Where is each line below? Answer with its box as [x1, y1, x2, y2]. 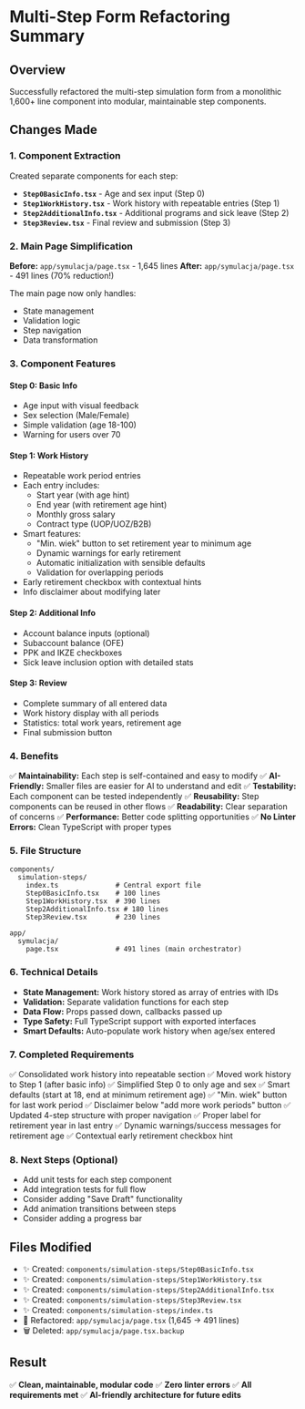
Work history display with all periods [22, 707, 159, 718]
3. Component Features [9, 357, 117, 370]
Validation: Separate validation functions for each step [22, 996, 229, 1007]
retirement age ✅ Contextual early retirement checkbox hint [9, 1130, 234, 1141]
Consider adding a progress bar [22, 1213, 143, 1224]
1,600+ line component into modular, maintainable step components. [9, 96, 267, 107]
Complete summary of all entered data [22, 697, 168, 708]
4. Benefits [9, 749, 59, 762]
